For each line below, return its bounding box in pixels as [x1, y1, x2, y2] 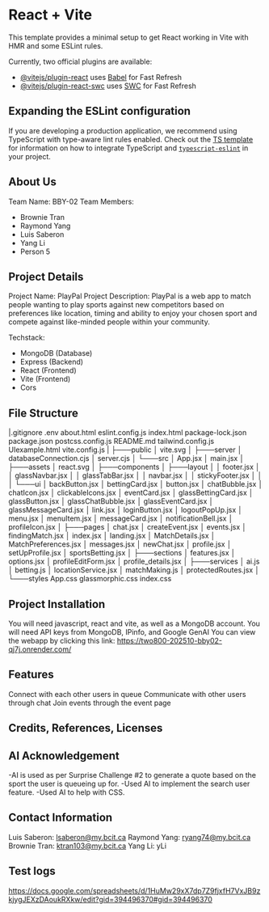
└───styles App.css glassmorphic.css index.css [8, 574, 172, 584]
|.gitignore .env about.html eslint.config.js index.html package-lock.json [8, 428, 247, 437]
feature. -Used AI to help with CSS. [8, 787, 125, 797]
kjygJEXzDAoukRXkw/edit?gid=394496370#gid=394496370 [8, 894, 212, 904]
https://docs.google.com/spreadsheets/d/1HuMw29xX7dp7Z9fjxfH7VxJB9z [8, 885, 261, 895]
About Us [8, 175, 57, 189]
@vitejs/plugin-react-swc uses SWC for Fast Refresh [19, 81, 196, 91]
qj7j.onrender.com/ [8, 644, 72, 654]
